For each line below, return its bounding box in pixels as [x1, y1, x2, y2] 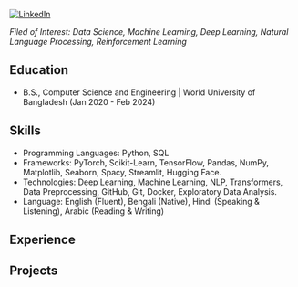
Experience [9, 232, 76, 248]
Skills [9, 123, 41, 139]
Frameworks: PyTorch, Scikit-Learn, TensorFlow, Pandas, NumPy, [22, 156, 270, 168]
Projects [9, 263, 58, 279]
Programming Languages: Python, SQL [22, 147, 170, 158]
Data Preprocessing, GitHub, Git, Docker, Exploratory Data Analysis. [22, 186, 278, 197]
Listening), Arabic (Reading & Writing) [22, 206, 165, 217]
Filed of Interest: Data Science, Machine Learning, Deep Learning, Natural [9, 27, 289, 37]
